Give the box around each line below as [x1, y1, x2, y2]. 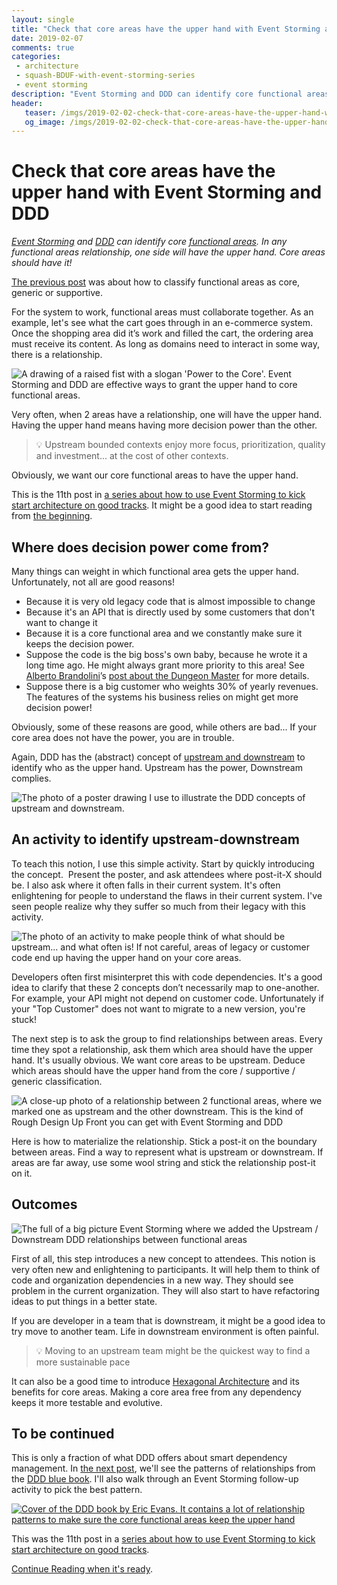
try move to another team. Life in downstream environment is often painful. [11, 1325, 320, 1337]
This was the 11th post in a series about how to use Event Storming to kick [11, 1533, 316, 1545]
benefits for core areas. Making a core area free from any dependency [11, 1386, 302, 1398]
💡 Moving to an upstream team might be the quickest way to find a [35, 1344, 311, 1356]
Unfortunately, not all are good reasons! [11, 576, 175, 588]
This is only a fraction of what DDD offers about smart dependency [11, 1452, 288, 1464]
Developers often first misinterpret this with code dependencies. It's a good [11, 971, 323, 983]
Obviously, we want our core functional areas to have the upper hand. [11, 469, 299, 481]
